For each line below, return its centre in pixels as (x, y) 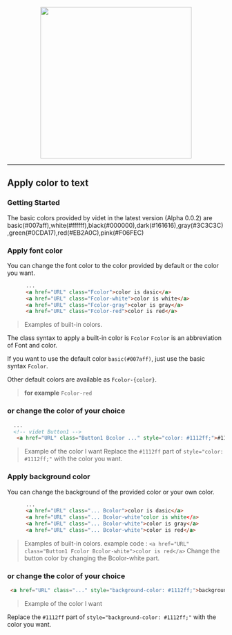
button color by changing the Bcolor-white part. (92, 558)
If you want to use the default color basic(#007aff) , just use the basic (106, 359)
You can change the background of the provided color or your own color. (111, 492)
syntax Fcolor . (28, 366)
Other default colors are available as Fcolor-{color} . (82, 379)
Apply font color (35, 251)
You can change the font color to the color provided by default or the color (113, 265)
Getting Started (33, 203)
